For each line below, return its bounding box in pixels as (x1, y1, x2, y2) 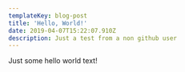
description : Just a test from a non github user (8, 34, 178, 42)
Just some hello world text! (8, 56, 98, 66)
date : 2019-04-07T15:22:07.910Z (8, 26, 116, 34)
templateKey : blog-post (8, 11, 88, 20)
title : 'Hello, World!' (8, 19, 88, 27)
